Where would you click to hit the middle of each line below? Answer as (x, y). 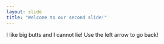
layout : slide (24, 12)
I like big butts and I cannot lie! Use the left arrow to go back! (82, 34)
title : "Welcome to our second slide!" (57, 17)
